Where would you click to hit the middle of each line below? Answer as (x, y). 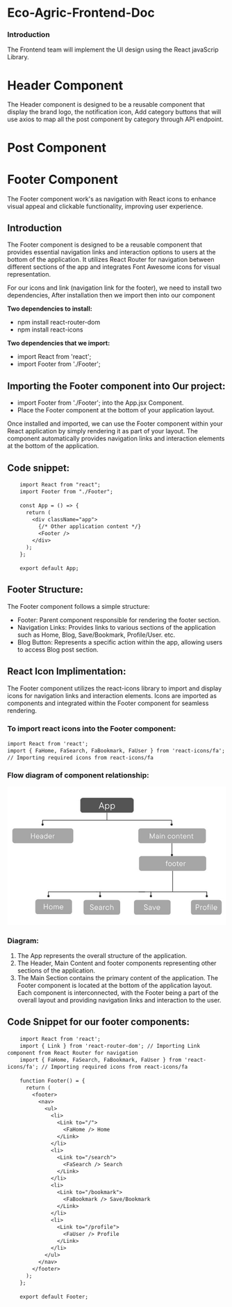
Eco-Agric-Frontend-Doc (81, 13)
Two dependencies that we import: (59, 343)
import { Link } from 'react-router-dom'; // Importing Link (110, 1046)
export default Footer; (54, 1297)
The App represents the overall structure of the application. (102, 955)
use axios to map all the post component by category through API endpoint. (115, 119)
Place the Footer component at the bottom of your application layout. (116, 410)
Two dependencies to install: (50, 309)
